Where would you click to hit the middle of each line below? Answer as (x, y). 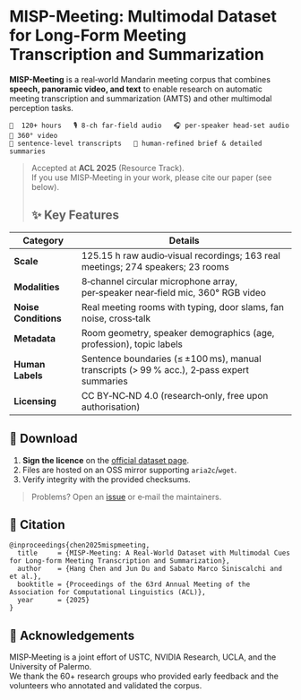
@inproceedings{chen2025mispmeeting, (80, 545)
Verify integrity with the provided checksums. (106, 479)
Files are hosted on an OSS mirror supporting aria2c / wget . (129, 470)
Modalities (37, 287)
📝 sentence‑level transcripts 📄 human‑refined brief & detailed (136, 143)
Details (184, 240)
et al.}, (26, 577)
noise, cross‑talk (116, 318)
